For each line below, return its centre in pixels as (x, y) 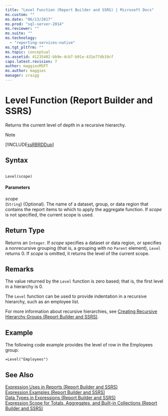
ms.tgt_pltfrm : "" (24, 47)
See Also (19, 375)
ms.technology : (21, 38)
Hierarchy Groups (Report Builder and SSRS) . (52, 317)
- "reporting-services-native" (43, 43)
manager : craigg (22, 76)
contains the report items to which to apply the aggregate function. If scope (83, 209)
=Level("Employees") (27, 360)
